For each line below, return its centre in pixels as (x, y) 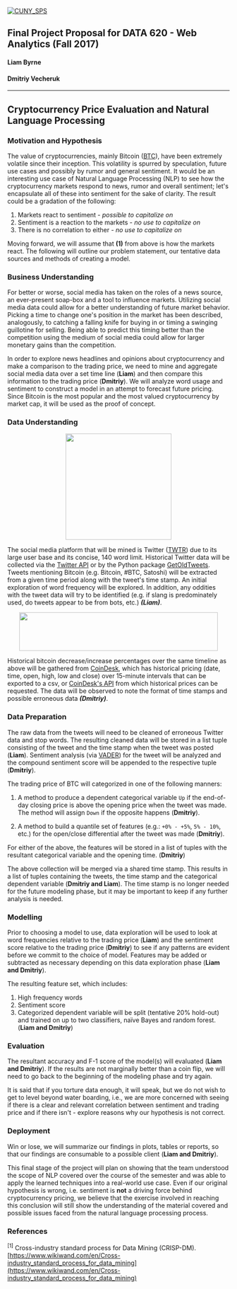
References (28, 1231)
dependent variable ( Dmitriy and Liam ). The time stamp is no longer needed (118, 883)
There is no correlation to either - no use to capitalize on (99, 229)
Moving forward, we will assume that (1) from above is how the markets (111, 244)
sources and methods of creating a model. (69, 258)
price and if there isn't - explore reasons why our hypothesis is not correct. (116, 1113)
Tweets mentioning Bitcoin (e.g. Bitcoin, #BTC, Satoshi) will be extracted (112, 573)
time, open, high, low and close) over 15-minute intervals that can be (107, 676)
